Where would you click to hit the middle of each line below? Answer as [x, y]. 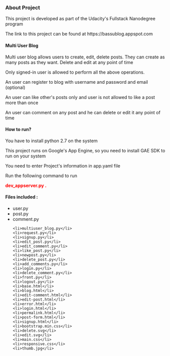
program [14, 24]
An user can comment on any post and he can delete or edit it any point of [83, 112]
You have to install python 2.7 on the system [52, 141]
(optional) [15, 87]
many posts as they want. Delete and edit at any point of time [69, 62]
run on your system [26, 156]
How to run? [18, 130]
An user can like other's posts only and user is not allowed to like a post [80, 97]
